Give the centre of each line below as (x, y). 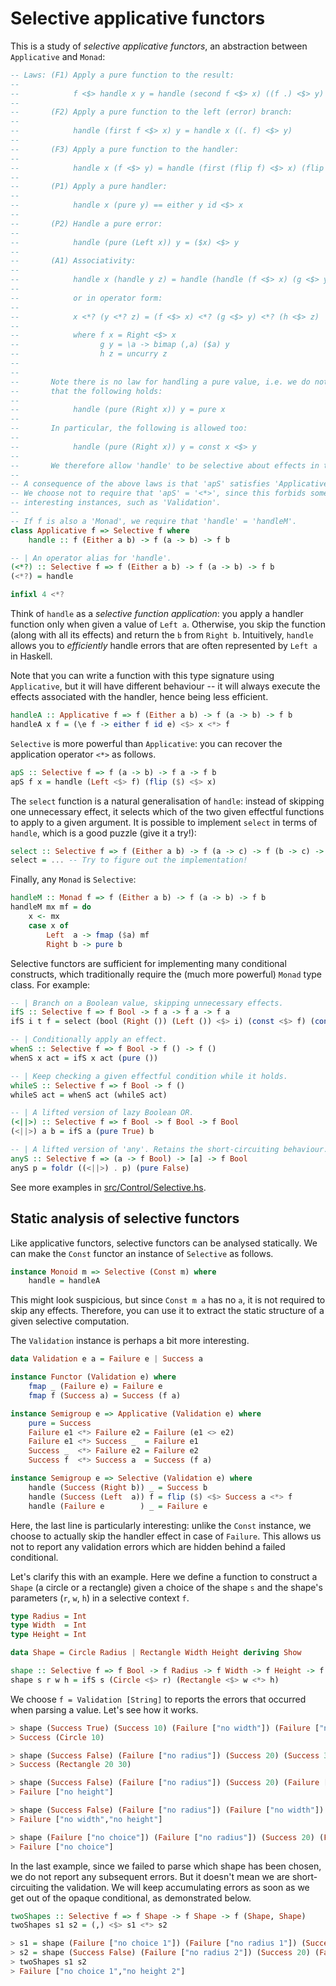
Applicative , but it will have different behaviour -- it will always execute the (165, 686)
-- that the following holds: (86, 391)
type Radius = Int (48, 1616)
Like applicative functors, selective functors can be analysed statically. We (164, 1243)
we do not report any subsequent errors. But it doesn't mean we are (150, 1876)
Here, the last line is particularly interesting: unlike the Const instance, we (161, 1525)
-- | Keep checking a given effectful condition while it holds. (149, 1076)
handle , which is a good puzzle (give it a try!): (103, 833)
